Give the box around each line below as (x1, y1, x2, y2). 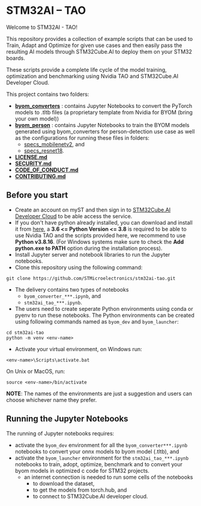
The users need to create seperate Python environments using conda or (14, 305, 193, 312)
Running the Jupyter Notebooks (6, 414, 128, 424)
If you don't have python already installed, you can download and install (14, 219, 193, 226)
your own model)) (14, 115, 59, 122)
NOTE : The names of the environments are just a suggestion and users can (6, 390, 192, 397)
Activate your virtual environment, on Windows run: (14, 345, 142, 352)
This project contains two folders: (6, 90, 89, 98)
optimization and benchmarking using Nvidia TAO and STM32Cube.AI (6, 72, 179, 80)
